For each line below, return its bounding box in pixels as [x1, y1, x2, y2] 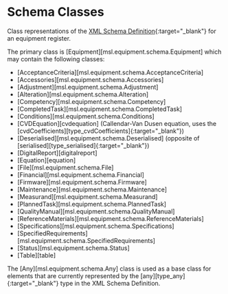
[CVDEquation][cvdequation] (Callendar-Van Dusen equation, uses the [16, 119, 217, 127]
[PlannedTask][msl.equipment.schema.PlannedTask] [16, 200, 167, 208]
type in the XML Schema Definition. [60, 279, 161, 287]
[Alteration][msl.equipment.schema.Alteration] [16, 90, 149, 98]
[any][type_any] [140, 271, 185, 280]
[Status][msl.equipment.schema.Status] [16, 244, 130, 252]
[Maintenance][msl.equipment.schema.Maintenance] [16, 185, 167, 193]
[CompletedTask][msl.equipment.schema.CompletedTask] [16, 105, 183, 113]
